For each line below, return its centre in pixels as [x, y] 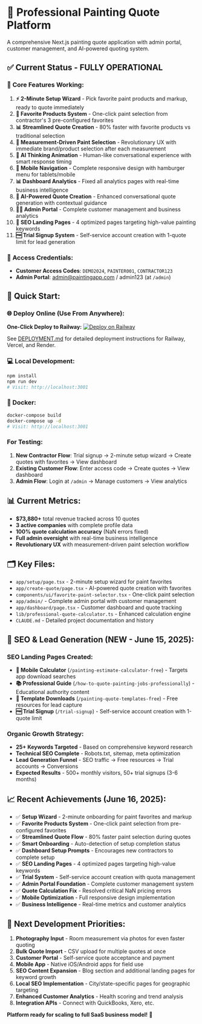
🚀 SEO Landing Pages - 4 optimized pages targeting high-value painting [106, 222]
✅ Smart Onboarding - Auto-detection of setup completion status [98, 844]
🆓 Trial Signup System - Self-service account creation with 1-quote [101, 235]
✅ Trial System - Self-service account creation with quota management [105, 877]
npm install [22, 376]
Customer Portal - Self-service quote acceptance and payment [95, 957]
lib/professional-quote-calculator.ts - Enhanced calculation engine [103, 614]
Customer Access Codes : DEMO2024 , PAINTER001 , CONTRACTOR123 [94, 271]
